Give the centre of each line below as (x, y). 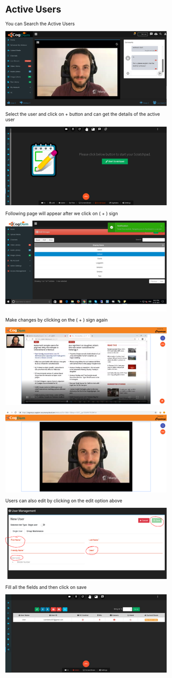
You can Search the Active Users (40, 24)
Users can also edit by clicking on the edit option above (64, 501)
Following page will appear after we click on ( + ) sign (62, 213)
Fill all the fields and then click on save (46, 587)
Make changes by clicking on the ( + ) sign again (57, 320)
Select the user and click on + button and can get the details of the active (83, 114)
